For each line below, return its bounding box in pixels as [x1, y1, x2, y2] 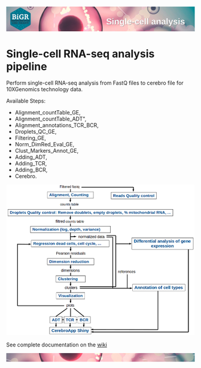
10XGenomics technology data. [6, 86, 83, 93]
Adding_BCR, [14, 166, 48, 174]
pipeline [6, 59, 47, 73]
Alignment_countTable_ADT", [14, 115, 87, 123]
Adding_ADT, [14, 153, 48, 161]
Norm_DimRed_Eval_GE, [14, 141, 75, 148]
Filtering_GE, [14, 134, 47, 141]
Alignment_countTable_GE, [14, 109, 81, 116]
